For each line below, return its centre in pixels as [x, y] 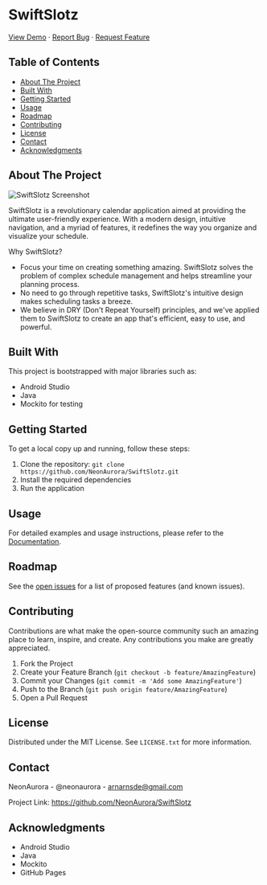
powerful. [36, 326]
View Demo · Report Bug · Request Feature [79, 37]
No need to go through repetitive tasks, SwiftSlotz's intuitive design [131, 293]
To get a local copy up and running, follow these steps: [99, 449]
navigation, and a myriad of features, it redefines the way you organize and [133, 227]
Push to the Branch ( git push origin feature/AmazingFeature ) [123, 689]
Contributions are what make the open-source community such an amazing [133, 631]
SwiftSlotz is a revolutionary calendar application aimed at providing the [127, 210]
